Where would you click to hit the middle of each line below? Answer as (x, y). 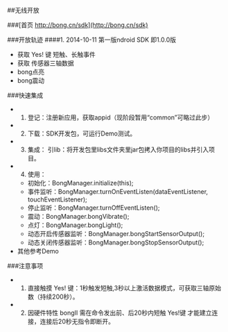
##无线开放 (23, 10)
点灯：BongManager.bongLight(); (75, 225)
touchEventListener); (58, 199)
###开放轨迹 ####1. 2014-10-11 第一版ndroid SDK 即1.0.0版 (92, 40)
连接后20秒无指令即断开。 (77, 321)
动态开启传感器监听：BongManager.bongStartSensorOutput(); (116, 234)
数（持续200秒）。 (53, 297)
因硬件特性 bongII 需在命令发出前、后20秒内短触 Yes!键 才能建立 (120, 313)
